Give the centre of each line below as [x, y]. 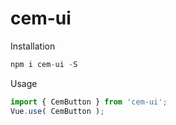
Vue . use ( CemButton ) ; [57, 111]
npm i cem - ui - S [44, 64]
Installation [33, 46]
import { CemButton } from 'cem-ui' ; [89, 102]
